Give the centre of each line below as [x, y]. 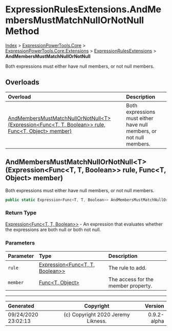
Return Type [21, 213]
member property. [130, 286]
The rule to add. [127, 268]
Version [154, 306]
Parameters [20, 243]
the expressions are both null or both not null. [53, 230]
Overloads [22, 82]
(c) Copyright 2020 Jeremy [97, 315]
